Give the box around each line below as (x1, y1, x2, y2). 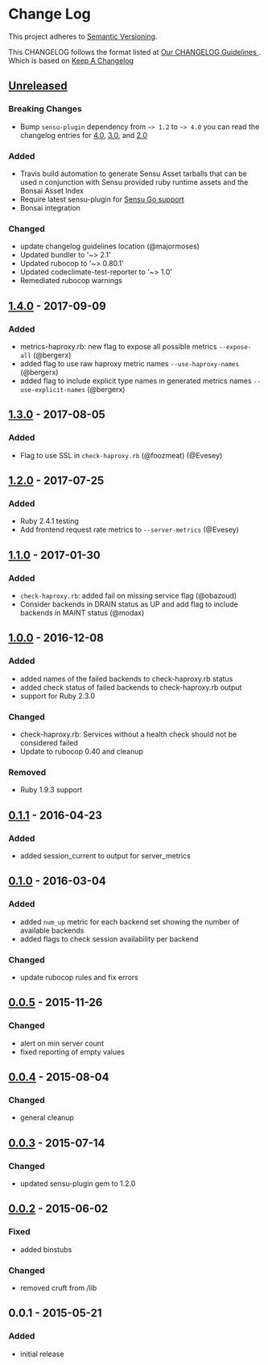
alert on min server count (19, 1038, 105, 1048)
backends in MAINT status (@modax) (19, 607, 145, 617)
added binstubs (19, 1244, 72, 1254)
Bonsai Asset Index (19, 186, 85, 195)
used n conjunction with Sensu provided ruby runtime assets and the (19, 177, 249, 186)
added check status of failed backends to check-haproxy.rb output (19, 682, 242, 692)
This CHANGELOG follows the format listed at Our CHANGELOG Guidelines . (8, 47, 262, 56)
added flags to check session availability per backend (19, 933, 199, 944)
